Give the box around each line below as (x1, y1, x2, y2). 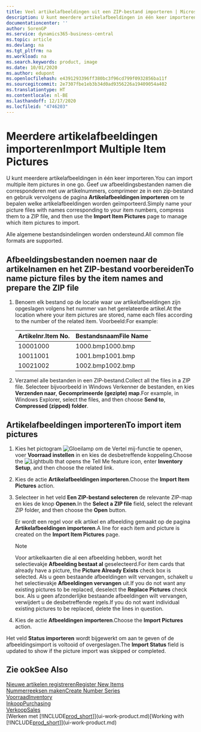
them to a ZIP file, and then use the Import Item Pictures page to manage (6, 213, 187, 220)
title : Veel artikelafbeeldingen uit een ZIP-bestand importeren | (6, 8, 178, 15)
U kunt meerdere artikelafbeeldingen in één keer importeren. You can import (6, 174, 193, 182)
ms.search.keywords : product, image (6, 59, 98, 65)
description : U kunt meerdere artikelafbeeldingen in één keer (6, 14, 167, 20)
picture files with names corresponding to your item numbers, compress (6, 206, 184, 213)
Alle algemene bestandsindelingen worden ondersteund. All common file (6, 231, 184, 238)
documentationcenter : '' (6, 20, 68, 26)
